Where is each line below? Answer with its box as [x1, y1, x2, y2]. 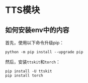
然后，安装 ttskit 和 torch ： [5, 59, 61, 65]
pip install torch [5, 73, 43, 78]
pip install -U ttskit [5, 69, 52, 74]
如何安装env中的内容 [5, 26, 70, 34]
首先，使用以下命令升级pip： [5, 40, 64, 45]
